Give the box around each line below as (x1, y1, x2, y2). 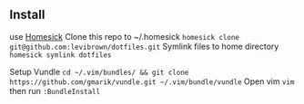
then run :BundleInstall (9, 85, 101, 96)
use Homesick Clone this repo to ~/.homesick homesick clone (9, 31, 239, 42)
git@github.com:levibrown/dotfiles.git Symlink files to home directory (9, 41, 279, 52)
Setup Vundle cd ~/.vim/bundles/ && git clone (9, 66, 189, 77)
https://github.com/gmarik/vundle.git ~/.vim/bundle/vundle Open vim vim (9, 76, 295, 87)
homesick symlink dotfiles (9, 50, 112, 60)
